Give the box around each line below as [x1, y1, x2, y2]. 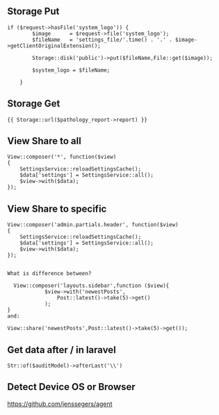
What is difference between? [7, 270, 92, 277]
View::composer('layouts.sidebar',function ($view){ [13, 282, 170, 290]
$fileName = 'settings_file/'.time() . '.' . [32, 36, 172, 43]
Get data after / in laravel [7, 344, 116, 356]
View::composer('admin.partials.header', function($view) [7, 221, 179, 228]
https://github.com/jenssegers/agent [7, 400, 113, 408]
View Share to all [7, 135, 81, 147]
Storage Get [7, 97, 60, 110]
